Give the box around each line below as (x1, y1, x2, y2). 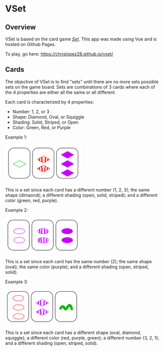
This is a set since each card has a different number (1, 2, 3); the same (5, 186, 150, 192)
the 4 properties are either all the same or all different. (5, 89, 116, 95)
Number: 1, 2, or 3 (12, 108, 50, 115)
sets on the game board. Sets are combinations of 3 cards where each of (5, 84, 156, 90)
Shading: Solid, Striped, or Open (12, 119, 79, 125)
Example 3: (5, 279, 28, 285)
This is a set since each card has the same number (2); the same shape (5, 258, 152, 264)
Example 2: (5, 207, 28, 213)
